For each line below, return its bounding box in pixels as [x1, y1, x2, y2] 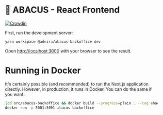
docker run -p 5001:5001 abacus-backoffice [5, 105, 95, 110]
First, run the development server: [5, 30, 73, 35]
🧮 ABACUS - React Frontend [5, 4, 120, 16]
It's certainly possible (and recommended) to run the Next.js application [5, 81, 149, 87]
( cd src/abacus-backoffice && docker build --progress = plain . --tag [5, 100, 149, 106]
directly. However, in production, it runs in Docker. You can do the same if [5, 86, 152, 92]
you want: [5, 91, 25, 97]
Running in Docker [5, 65, 81, 76]
